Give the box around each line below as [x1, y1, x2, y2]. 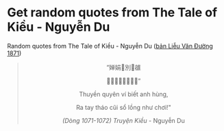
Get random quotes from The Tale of [7, 5, 218, 20]
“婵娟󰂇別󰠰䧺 [105, 63, 142, 71]
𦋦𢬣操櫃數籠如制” [106, 76, 141, 85]
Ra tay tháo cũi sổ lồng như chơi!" [76, 103, 171, 111]
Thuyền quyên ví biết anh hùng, [78, 90, 169, 98]
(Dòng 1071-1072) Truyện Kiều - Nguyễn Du [62, 116, 185, 124]
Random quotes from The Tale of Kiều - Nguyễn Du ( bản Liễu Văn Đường [7, 42, 214, 50]
